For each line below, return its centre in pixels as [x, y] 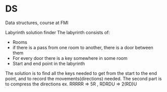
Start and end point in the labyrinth [48, 63]
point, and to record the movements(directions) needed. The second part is [83, 78]
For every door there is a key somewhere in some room [70, 58]
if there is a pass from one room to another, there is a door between [83, 47]
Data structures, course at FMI [37, 23]
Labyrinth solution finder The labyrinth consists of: [58, 32]
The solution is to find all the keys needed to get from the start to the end [81, 73]
